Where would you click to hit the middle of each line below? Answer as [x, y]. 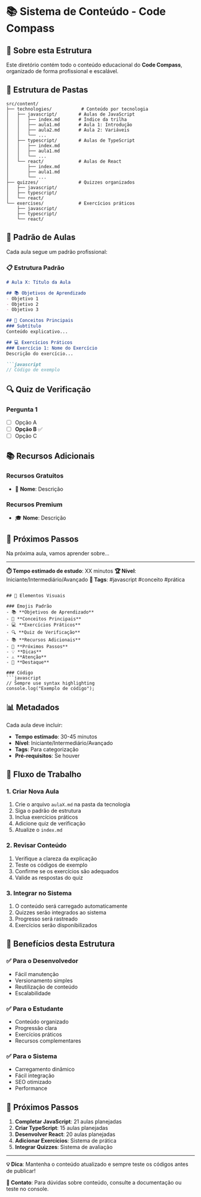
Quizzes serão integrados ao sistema [60, 913]
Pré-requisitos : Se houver [47, 755]
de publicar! [21, 1171]
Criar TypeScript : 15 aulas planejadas [61, 1128]
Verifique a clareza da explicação [56, 858]
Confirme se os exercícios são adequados [67, 871]
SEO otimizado [33, 1082]
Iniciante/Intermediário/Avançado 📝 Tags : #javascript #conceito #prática [96, 579]
